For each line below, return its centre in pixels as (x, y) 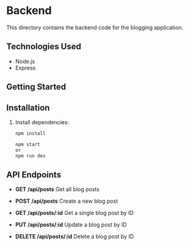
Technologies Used (44, 47)
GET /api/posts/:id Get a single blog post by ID (74, 213)
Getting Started (36, 87)
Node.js (25, 61)
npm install (30, 133)
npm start (28, 144)
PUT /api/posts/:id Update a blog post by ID (71, 225)
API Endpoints (34, 174)
